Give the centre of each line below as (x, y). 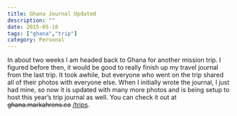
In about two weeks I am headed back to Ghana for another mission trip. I (114, 60)
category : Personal (36, 40)
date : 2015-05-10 (33, 27)
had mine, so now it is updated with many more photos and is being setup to (118, 90)
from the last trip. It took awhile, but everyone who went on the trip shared (116, 75)
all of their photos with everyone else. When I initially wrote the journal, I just (118, 82)
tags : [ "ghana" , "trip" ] (42, 33)
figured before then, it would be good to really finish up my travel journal (113, 67)
